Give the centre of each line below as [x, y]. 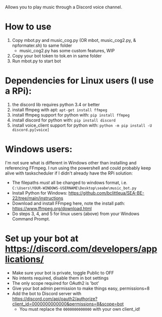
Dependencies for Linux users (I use [80, 81]
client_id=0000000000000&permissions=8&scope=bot [68, 304]
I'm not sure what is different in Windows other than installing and [71, 162]
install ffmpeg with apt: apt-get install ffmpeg [60, 110]
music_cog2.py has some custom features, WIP [67, 50]
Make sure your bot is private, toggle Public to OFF [63, 273]
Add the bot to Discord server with [47, 293]
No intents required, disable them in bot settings [60, 278]
